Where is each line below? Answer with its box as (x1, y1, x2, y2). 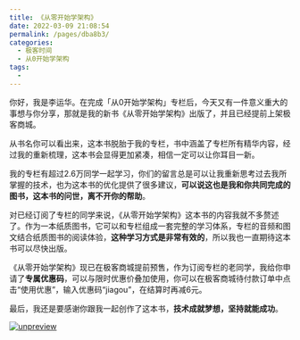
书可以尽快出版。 (9, 243, 72, 253)
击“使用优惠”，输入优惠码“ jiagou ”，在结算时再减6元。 (9, 284, 207, 294)
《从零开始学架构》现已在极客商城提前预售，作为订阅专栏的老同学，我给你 (9, 261, 283, 272)
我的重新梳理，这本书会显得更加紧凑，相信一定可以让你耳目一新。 (16, 149, 260, 160)
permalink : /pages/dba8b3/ (9, 29, 110, 38)
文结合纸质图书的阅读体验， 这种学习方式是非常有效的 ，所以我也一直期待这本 (9, 231, 291, 242)
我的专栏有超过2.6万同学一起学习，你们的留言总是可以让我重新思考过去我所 (9, 168, 287, 178)
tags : (9, 63, 29, 72)
